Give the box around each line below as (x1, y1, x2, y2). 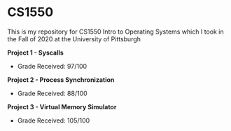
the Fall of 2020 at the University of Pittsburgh (7, 34, 141, 43)
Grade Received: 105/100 (17, 116, 90, 125)
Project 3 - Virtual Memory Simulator (7, 102, 117, 111)
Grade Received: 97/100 (17, 62, 87, 70)
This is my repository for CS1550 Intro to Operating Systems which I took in (7, 27, 224, 36)
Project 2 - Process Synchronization (7, 75, 115, 84)
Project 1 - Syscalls (7, 48, 64, 57)
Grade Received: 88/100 (17, 89, 87, 97)
